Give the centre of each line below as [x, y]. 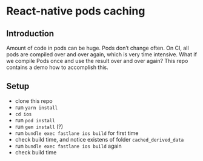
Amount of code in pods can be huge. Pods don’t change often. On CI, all [98, 48]
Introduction [30, 34]
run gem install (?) [39, 126]
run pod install [35, 120]
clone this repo [34, 100]
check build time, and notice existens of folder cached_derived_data [99, 139]
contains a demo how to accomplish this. [58, 67]
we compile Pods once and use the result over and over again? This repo [97, 61]
